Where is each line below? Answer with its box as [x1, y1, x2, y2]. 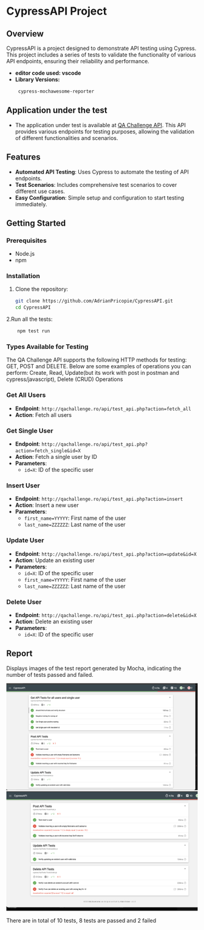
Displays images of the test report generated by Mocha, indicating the [6, 665, 182, 672]
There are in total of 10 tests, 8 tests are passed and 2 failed [6, 917, 157, 925]
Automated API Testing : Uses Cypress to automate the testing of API [15, 168, 189, 175]
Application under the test [6, 105, 107, 116]
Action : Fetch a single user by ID [15, 453, 97, 460]
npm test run [17, 328, 50, 334]
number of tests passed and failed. [6, 671, 94, 678]
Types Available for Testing [6, 343, 89, 351]
